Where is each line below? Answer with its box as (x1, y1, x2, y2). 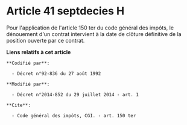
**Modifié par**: (6, 81, 50, 87)
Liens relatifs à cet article (6, 48, 71, 55)
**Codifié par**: (6, 60, 50, 66)
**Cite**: (6, 102, 31, 108)
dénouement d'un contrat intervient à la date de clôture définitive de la (6, 30, 182, 37)
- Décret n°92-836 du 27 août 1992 (11, 70, 101, 76)
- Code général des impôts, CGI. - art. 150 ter (11, 112, 136, 118)
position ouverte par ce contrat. (6, 37, 85, 44)
